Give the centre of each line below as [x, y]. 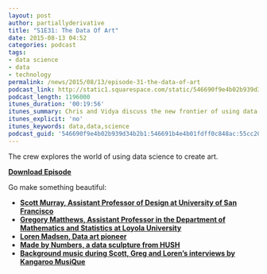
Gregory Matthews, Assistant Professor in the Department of [123, 219]
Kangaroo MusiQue [52, 261]
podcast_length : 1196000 [49, 97]
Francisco [37, 210]
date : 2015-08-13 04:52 [48, 38]
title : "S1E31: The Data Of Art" [64, 30]
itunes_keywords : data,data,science [69, 126]
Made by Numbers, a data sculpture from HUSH [100, 245]
